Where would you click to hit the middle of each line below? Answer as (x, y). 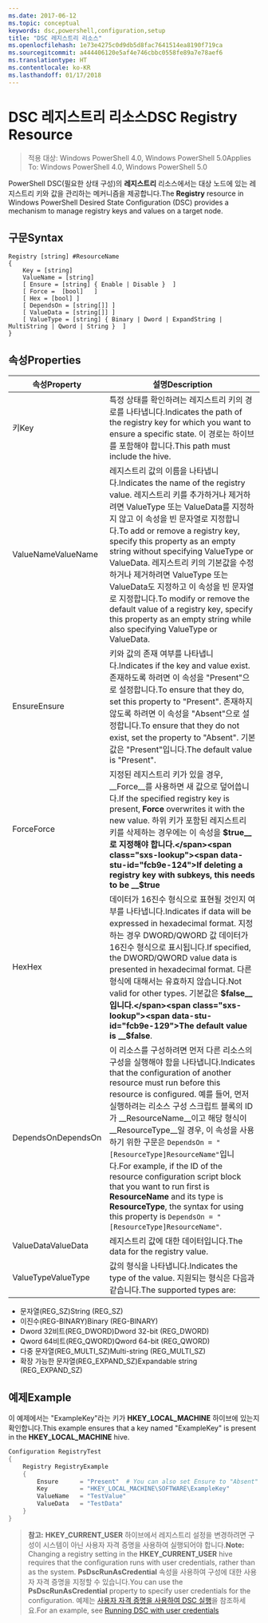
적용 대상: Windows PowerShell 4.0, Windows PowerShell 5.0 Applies (139, 157)
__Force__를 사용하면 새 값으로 (163, 786)
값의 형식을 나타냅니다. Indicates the (173, 1266)
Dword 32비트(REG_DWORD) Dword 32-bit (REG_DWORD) (114, 1331)
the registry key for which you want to (180, 423)
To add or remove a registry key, (179, 531)
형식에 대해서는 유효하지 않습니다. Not (175, 981)
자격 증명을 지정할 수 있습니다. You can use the (110, 1581)
